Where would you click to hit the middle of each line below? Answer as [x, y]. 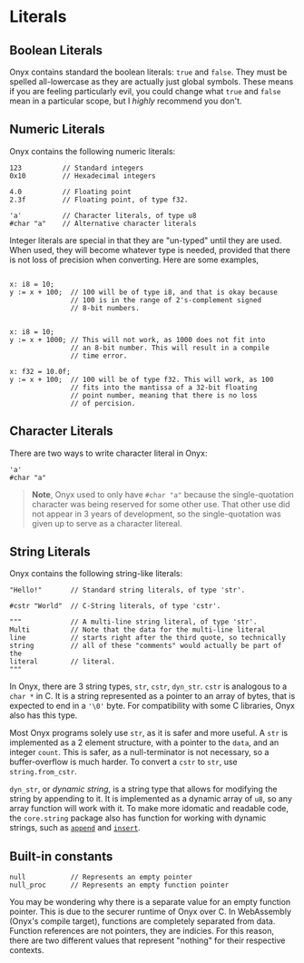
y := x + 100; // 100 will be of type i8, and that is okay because [144, 292]
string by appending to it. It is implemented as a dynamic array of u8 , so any [151, 799]
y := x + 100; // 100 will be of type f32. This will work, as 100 [142, 379]
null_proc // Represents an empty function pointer [119, 885]
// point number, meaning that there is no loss [164, 395]
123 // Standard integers [77, 168]
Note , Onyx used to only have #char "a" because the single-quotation [163, 494]
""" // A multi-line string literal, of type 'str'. [133, 622]
